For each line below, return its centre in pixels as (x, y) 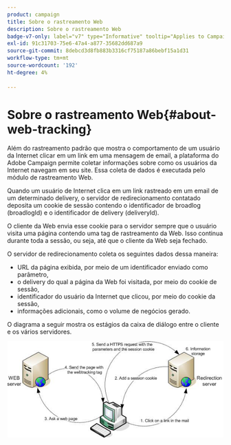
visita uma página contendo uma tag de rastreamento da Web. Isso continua (115, 233)
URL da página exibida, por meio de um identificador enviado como (112, 268)
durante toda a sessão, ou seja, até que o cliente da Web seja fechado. (108, 241)
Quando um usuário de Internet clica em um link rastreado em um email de (113, 191)
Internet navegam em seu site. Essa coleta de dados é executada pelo (106, 170)
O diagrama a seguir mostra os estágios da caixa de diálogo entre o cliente (113, 325)
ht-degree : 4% (27, 72)
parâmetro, (33, 274)
